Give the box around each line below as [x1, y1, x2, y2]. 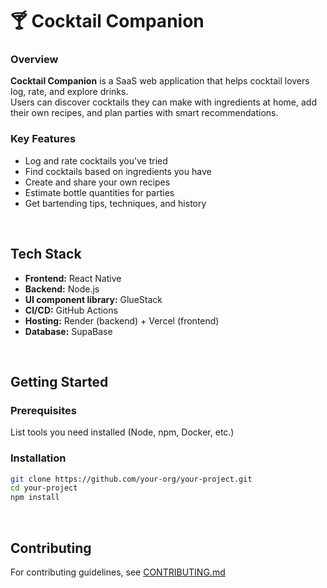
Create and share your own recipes [24, 176, 171, 188]
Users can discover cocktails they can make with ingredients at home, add [10, 96, 317, 108]
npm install [10, 493, 60, 503]
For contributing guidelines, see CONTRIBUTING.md [10, 566, 226, 578]
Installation [10, 451, 67, 465]
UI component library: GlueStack [24, 293, 163, 305]
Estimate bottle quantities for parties [24, 186, 175, 198]
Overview [10, 53, 59, 67]
